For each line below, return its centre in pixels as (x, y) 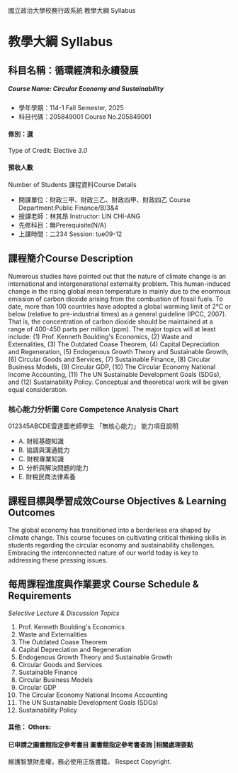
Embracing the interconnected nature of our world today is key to (103, 553)
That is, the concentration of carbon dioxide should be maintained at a (110, 321)
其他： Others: (30, 727)
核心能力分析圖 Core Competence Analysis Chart (93, 409)
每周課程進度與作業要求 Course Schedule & (103, 584)
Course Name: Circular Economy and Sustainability (86, 89)
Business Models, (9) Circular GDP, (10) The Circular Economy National (112, 367)
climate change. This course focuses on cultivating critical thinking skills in (117, 537)
